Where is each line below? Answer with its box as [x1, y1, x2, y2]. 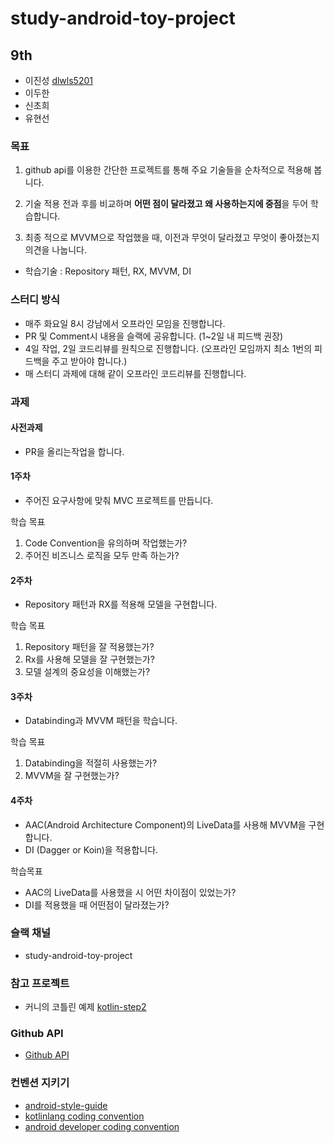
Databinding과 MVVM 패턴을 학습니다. [24, 715, 178, 727]
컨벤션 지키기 [10, 1076, 70, 1090]
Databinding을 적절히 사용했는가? [24, 757, 158, 769]
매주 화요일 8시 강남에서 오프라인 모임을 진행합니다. [24, 317, 226, 329]
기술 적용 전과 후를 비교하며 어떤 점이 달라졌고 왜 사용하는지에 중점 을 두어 [24, 198, 309, 210]
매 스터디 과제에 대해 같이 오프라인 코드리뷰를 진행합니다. [24, 367, 247, 379]
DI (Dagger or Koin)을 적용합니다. [24, 843, 159, 856]
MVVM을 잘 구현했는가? [24, 770, 120, 782]
